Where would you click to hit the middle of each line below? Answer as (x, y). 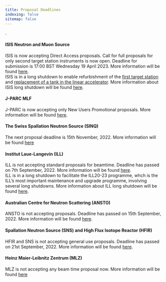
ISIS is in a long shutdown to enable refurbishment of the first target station (82, 76)
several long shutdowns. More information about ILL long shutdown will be (81, 186)
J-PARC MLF (19, 99)
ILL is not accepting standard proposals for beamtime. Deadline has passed (82, 165)
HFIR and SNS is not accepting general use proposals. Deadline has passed (82, 241)
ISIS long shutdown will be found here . (44, 87)
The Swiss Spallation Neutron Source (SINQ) (52, 126)
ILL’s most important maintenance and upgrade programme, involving (76, 181)
